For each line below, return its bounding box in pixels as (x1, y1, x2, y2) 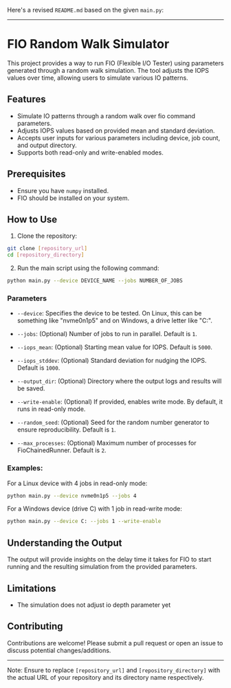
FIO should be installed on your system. (16, 194, 130, 202)
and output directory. (16, 141, 77, 149)
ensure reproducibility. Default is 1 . (16, 425, 116, 434)
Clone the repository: (16, 232, 78, 240)
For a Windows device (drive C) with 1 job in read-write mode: (7, 504, 182, 513)
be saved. (16, 384, 45, 392)
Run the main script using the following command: (16, 264, 159, 272)
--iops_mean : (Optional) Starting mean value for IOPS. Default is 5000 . (16, 343, 213, 351)
